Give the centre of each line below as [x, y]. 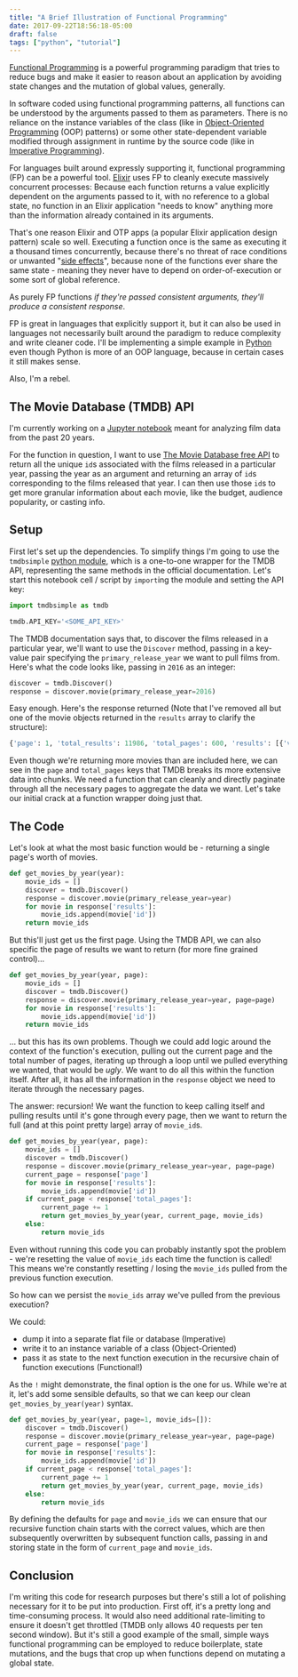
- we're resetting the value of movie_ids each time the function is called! [141, 1258]
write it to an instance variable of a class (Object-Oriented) [129, 1348]
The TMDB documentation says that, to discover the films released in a [139, 638]
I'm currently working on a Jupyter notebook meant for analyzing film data [145, 429]
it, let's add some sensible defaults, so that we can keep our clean [130, 1393]
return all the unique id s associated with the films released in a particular [143, 464]
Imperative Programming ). [57, 151]
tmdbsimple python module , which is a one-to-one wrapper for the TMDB [142, 560]
